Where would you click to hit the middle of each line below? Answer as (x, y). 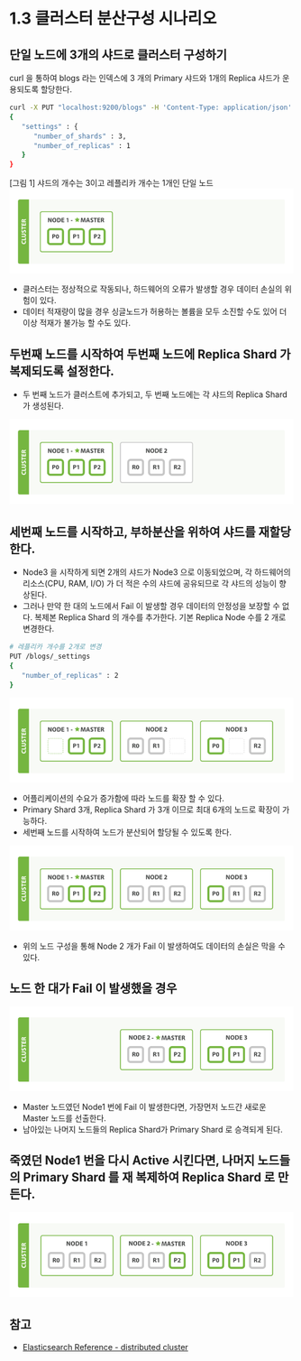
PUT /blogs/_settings (50, 656)
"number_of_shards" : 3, (80, 136)
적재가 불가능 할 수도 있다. (85, 323)
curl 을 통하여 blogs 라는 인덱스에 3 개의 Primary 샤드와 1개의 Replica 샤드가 (145, 78)
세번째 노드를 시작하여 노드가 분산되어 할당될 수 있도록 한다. (127, 832)
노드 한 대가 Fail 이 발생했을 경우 (93, 989)
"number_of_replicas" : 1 (82, 145)
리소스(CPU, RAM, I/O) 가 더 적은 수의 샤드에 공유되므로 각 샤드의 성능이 (150, 584)
